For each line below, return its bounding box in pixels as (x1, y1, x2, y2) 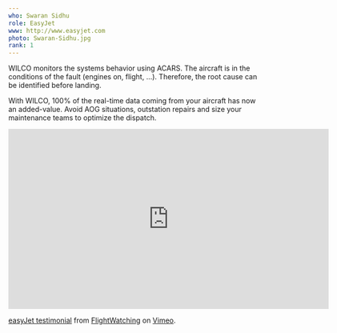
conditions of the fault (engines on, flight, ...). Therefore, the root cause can (8, 72, 258, 82)
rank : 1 (8, 42, 34, 50)
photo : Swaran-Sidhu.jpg (8, 34, 91, 42)
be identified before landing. (8, 81, 102, 90)
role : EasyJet (8, 19, 56, 27)
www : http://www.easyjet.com (8, 26, 106, 34)
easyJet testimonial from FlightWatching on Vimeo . (8, 315, 176, 325)
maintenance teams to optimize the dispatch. (8, 113, 157, 122)
